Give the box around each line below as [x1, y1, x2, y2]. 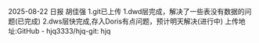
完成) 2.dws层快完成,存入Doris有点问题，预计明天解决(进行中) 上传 [24, 16, 239, 26]
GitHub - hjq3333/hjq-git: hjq [16, 27, 111, 35]
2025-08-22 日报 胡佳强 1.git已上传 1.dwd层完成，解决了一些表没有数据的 [8, 7, 245, 16]
